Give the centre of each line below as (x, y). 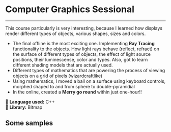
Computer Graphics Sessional (70, 9)
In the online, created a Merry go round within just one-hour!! (77, 92)
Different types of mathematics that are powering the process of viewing (89, 70)
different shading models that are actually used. (63, 65)
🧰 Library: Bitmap (24, 107)
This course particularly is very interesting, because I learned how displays (84, 28)
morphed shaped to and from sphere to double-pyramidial (74, 86)
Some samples (29, 123)
